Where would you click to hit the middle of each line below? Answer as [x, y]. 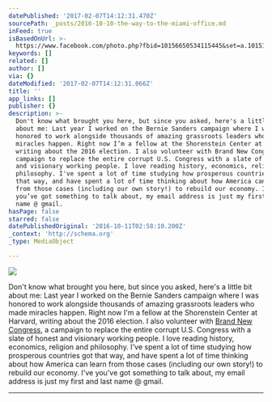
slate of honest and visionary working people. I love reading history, [121, 338]
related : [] [28, 61]
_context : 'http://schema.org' [61, 234]
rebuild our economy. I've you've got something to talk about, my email [127, 372]
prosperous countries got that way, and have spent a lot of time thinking [128, 355]
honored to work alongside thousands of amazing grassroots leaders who [132, 303]
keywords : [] [30, 53]
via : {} [21, 76]
